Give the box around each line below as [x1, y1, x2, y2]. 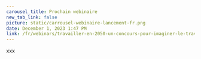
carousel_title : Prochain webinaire [6, 8, 98, 15]
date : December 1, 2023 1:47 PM [6, 25, 87, 32]
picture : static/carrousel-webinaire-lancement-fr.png [6, 20, 146, 26]
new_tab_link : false [6, 14, 58, 20]
